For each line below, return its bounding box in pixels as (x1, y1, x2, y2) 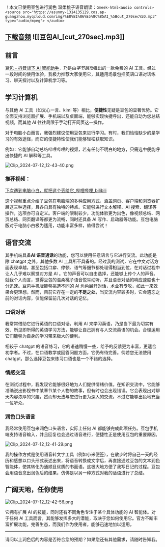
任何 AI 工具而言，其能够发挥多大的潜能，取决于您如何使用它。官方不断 (9, 515, 154, 521)
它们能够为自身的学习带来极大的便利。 (5, 333, 82, 339)
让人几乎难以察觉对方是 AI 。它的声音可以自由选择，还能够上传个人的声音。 (5, 271, 158, 276)
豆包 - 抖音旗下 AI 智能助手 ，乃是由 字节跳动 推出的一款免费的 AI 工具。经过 (5, 65, 156, 71)
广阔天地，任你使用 (5, 486, 63, 494)
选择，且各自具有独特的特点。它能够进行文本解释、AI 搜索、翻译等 (22, 204, 157, 210)
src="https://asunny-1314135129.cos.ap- (23, 10, 107, 15)
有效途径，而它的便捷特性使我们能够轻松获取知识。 (13, 136, 117, 142)
